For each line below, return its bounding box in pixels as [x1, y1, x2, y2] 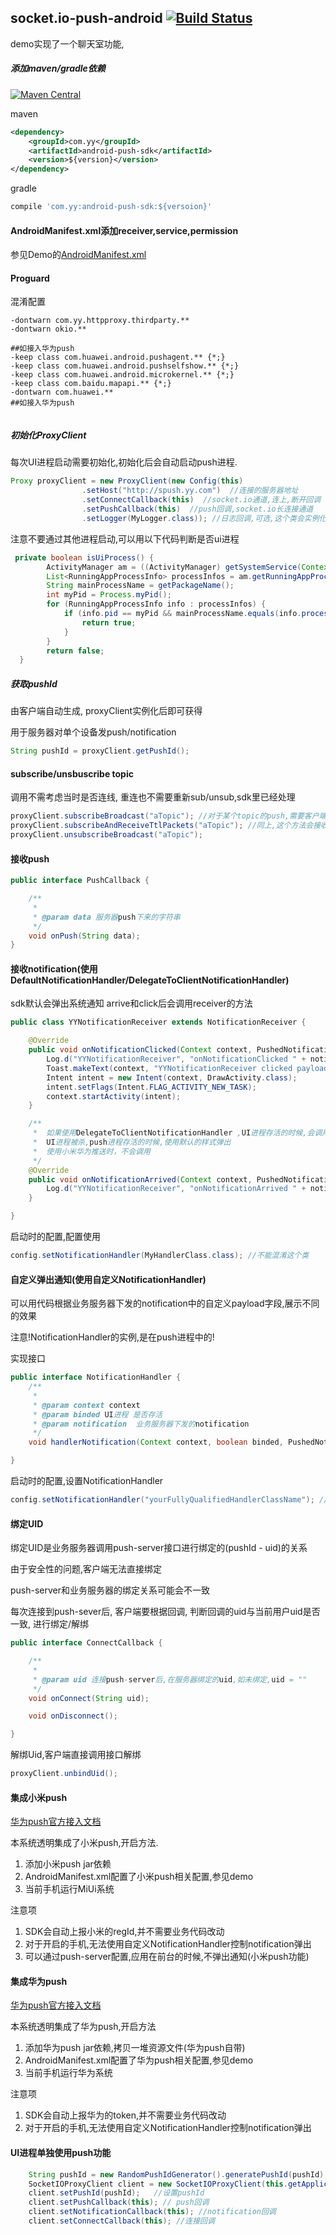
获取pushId [10, 677, 58, 690]
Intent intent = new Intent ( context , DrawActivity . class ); [46, 1072, 298, 1083]
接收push [10, 852, 50, 865]
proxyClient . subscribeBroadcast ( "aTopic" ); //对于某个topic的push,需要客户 [10, 811, 320, 821]
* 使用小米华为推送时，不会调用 [32, 1146, 151, 1156]
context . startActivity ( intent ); [46, 1091, 182, 1101]
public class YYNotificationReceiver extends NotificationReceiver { [10, 1017, 307, 1028]
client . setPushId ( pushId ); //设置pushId [28, 2188, 205, 2198]
